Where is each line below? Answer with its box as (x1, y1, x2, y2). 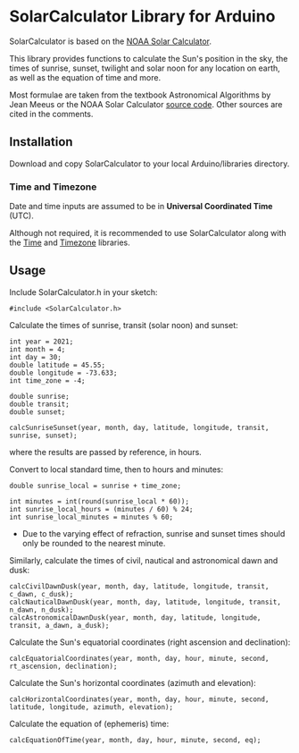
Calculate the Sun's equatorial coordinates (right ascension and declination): (9, 637, 291, 647)
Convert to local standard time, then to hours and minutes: (9, 463, 224, 475)
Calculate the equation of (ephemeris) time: (9, 718, 170, 729)
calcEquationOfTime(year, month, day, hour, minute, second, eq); (9, 735, 262, 744)
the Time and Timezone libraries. (9, 237, 131, 248)
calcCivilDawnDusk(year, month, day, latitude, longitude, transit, (9, 581, 270, 591)
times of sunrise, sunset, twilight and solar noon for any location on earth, (9, 63, 281, 73)
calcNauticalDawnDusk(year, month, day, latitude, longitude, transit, (9, 597, 281, 606)
